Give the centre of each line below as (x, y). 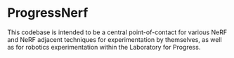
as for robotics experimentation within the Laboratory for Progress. (104, 47)
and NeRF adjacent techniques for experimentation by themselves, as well (115, 39)
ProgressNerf (48, 13)
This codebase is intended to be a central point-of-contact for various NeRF (117, 32)
